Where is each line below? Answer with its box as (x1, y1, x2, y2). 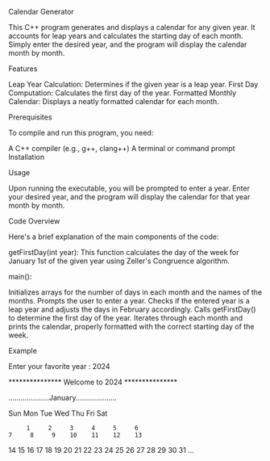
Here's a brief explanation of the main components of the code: (8, 232, 219, 241)
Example (8, 346, 38, 355)
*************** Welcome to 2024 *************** (8, 377, 178, 387)
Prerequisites (8, 112, 52, 122)
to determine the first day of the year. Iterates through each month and (8, 313, 243, 322)
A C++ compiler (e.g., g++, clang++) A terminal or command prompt (8, 144, 235, 153)
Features (8, 64, 38, 73)
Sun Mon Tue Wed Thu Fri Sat (8, 409, 108, 418)
